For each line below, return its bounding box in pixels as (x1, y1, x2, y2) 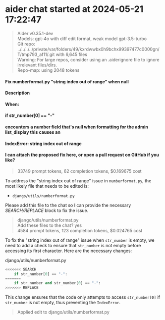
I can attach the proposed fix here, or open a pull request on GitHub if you (5, 152, 160, 158)
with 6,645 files (55, 51, 88, 57)
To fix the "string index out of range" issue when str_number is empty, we (5, 237, 155, 243)
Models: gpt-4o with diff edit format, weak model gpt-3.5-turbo (17, 36, 147, 42)
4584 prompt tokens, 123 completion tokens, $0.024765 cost (17, 227, 143, 233)
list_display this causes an (5, 129, 61, 135)
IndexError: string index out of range (5, 140, 82, 147)
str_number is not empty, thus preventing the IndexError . (5, 300, 120, 306)
